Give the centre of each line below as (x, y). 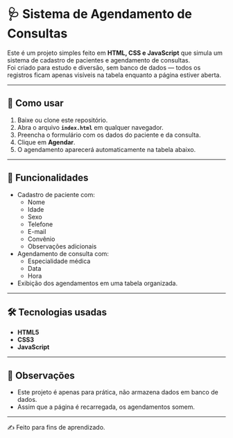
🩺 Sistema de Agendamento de (100, 14)
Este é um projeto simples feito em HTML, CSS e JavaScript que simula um (115, 53)
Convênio (41, 239)
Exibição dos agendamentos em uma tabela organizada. (97, 283)
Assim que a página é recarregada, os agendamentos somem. (106, 407)
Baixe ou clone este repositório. (62, 120)
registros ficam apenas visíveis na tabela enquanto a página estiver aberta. (114, 75)
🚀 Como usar (35, 103)
